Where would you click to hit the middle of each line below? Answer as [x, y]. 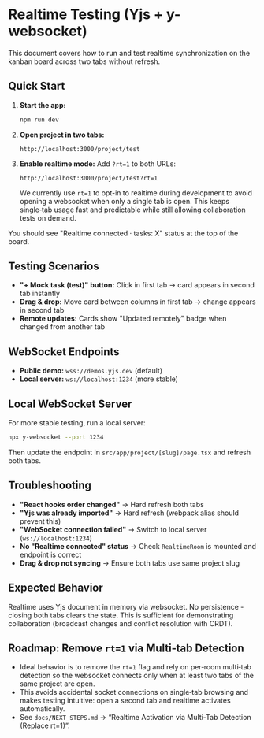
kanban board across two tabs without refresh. [84, 61]
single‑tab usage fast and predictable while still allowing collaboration [132, 210]
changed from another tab [62, 327]
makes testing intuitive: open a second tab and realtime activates [125, 701]
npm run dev [39, 120]
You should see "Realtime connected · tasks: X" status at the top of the [123, 233]
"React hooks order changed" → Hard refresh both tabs [112, 504]
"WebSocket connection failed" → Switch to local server [113, 529]
